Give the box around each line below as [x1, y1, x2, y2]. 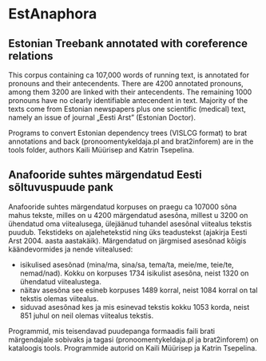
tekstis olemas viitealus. [19, 293, 99, 303]
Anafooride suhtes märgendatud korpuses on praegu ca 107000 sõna [8, 201, 237, 212]
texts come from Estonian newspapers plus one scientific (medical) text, [8, 105, 246, 113]
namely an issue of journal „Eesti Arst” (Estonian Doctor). [8, 113, 196, 122]
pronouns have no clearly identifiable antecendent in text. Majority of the [8, 96, 248, 105]
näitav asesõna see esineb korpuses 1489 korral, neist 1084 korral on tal [19, 285, 258, 295]
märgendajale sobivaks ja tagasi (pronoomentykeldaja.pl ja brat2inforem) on [8, 335, 259, 344]
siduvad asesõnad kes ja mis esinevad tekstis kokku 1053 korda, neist [19, 302, 250, 311]
